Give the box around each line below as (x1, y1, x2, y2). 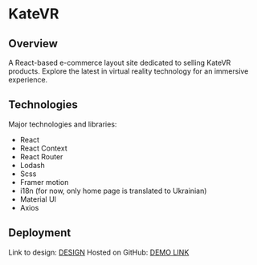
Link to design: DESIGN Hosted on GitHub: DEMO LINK (8, 247, 190, 257)
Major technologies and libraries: (8, 119, 117, 129)
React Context (19, 143, 67, 153)
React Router (19, 151, 63, 161)
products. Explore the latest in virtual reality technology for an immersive (8, 66, 249, 76)
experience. (8, 75, 48, 84)
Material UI (19, 194, 57, 204)
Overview (8, 37, 59, 50)
